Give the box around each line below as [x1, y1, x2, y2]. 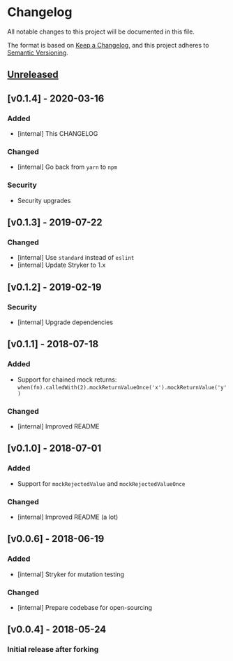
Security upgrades [17, 196, 71, 204]
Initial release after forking [7, 645, 99, 655]
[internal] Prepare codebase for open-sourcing [17, 603, 152, 611]
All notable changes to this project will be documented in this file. [7, 27, 195, 36]
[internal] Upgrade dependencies [17, 318, 114, 326]
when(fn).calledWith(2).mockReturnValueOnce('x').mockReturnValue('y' [17, 384, 227, 391]
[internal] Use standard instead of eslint [17, 253, 135, 262]
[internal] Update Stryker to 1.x [17, 260, 106, 270]
